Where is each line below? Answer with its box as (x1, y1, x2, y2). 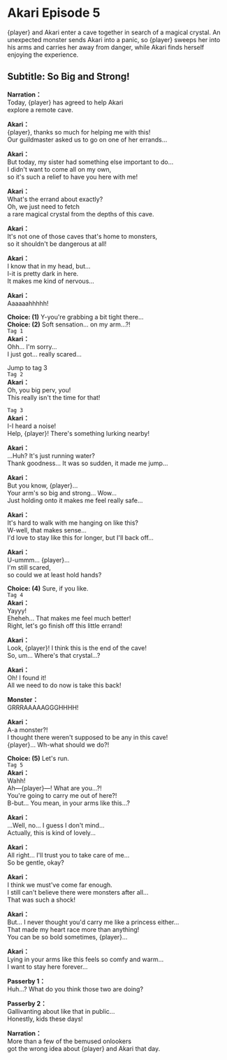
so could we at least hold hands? (7, 570, 102, 579)
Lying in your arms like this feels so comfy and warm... (7, 955, 164, 963)
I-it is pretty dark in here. (7, 269, 79, 277)
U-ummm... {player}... (7, 556, 70, 564)
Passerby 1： (7, 977, 46, 985)
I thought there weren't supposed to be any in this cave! (7, 733, 168, 741)
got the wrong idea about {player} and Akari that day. (7, 1044, 161, 1052)
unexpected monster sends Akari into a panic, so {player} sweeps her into (7, 35, 221, 43)
